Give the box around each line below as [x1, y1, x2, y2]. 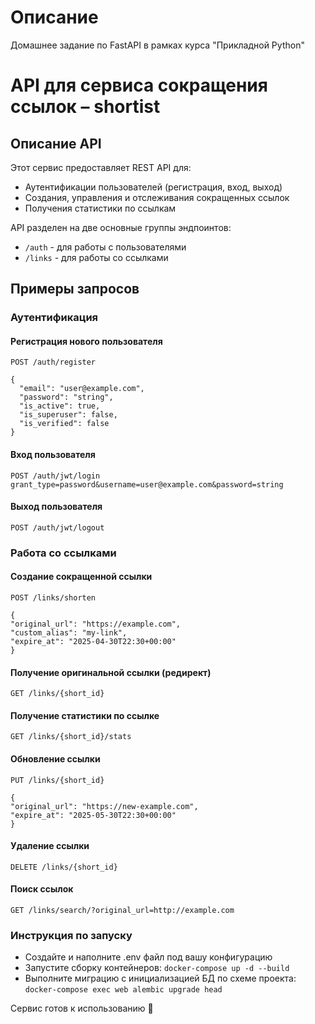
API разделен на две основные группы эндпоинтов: [10, 221, 232, 233]
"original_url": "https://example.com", [10, 619, 182, 629]
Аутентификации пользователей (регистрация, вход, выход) [24, 181, 283, 193]
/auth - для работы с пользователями [24, 241, 187, 253]
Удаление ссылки [10, 840, 90, 852]
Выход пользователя [10, 501, 103, 513]
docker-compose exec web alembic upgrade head [24, 985, 223, 995]
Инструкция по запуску [10, 928, 133, 942]
